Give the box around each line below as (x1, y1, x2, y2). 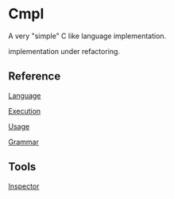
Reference (8, 69, 61, 84)
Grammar (8, 137, 40, 146)
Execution (8, 106, 41, 115)
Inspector (8, 181, 40, 191)
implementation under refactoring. (8, 46, 121, 56)
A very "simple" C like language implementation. (8, 31, 167, 41)
